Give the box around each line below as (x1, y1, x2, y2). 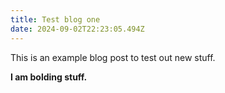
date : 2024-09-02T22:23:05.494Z (10, 24, 145, 34)
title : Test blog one (10, 14, 101, 25)
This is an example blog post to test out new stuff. (10, 51, 216, 63)
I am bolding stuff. (10, 71, 88, 83)
